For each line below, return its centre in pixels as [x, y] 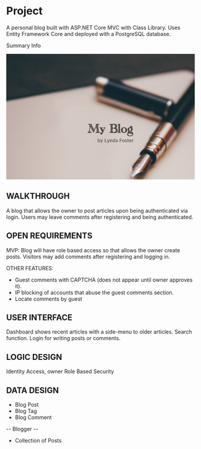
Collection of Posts [38, 440]
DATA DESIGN [33, 390]
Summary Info [24, 45]
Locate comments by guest [48, 299]
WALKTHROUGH [38, 196]
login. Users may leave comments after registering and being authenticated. [100, 217]
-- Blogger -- [22, 429]
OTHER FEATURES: [30, 268]
